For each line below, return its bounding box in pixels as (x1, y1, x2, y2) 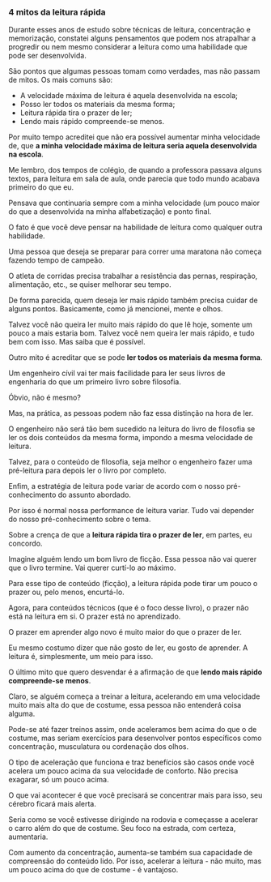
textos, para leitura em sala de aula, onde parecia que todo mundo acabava (8, 173, 260, 184)
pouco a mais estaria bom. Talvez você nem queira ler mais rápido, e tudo (8, 328, 255, 338)
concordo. (8, 538, 43, 549)
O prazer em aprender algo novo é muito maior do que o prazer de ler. (8, 627, 243, 637)
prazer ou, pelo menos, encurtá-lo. (8, 587, 125, 597)
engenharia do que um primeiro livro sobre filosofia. (8, 377, 182, 387)
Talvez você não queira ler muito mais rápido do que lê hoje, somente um (8, 319, 252, 330)
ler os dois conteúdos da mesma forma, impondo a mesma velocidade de (8, 433, 253, 443)
